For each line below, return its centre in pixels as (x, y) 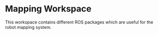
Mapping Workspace (48, 9)
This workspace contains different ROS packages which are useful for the (79, 22)
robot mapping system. (28, 27)
